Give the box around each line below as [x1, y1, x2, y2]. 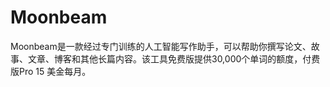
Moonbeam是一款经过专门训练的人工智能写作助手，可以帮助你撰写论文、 [10, 40, 312, 52]
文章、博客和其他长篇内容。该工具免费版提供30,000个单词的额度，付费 [27, 52, 321, 65]
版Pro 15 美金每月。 [10, 65, 92, 77]
